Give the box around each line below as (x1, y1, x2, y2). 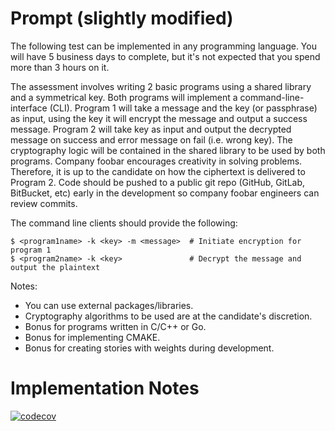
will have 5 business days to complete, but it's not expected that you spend (10, 50, 321, 62)
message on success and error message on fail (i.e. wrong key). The (10, 133, 293, 146)
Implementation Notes (10, 377, 200, 400)
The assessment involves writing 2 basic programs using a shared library (10, 80, 312, 92)
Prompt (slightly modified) (10, 7, 234, 30)
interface (10, 102, 48, 114)
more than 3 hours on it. (10, 61, 110, 73)
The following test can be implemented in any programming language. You (10, 40, 317, 52)
